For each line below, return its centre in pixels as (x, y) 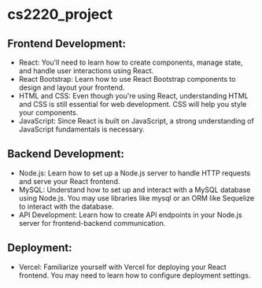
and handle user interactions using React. (86, 71)
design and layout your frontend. (72, 87)
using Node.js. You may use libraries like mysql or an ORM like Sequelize (137, 198)
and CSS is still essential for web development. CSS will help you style (133, 104)
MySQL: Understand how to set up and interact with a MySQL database (135, 190)
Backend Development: (66, 154)
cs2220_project (60, 15)
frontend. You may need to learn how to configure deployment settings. (135, 275)
